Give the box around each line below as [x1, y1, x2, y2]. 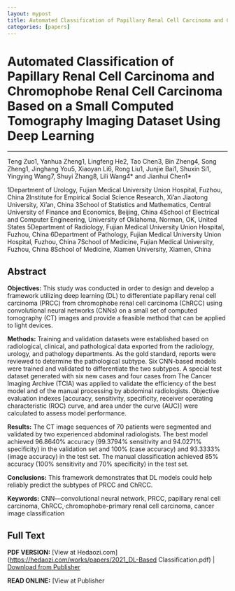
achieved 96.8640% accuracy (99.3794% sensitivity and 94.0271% [7, 438, 202, 446]
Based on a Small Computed [7, 98, 174, 114]
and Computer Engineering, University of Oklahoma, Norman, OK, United [7, 215, 218, 224]
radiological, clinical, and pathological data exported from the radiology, [7, 342, 215, 350]
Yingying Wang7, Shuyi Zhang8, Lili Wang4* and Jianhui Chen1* [7, 172, 192, 180]
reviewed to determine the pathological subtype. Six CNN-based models [7, 357, 217, 366]
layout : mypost [7, 10, 52, 17]
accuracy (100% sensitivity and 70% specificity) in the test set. [7, 460, 189, 469]
